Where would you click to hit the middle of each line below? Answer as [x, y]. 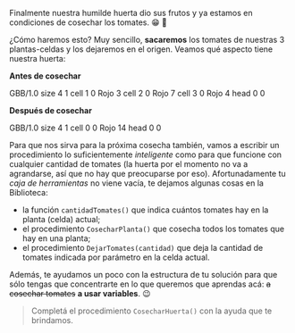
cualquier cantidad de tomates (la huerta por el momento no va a [129, 164]
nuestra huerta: [38, 58]
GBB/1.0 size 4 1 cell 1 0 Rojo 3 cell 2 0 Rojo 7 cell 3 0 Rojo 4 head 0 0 [137, 93]
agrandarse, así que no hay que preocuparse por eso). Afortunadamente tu [147, 174]
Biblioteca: [29, 192]
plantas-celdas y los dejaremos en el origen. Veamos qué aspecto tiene [141, 49]
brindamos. [52, 320]
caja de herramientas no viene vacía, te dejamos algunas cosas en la [136, 183]
